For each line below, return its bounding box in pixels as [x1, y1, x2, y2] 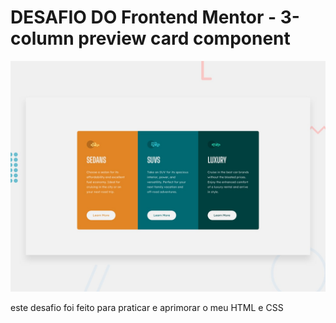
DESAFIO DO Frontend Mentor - [10, 6, 277, 29]
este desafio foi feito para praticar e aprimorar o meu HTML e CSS [10, 302, 284, 314]
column [10, 27, 75, 50]
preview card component [78, 27, 291, 50]
